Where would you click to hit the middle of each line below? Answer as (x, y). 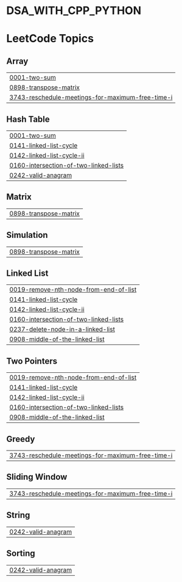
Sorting (21, 554)
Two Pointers (32, 361)
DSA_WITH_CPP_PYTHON (74, 11)
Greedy (21, 439)
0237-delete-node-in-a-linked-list (62, 330)
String (18, 515)
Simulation (27, 235)
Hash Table (28, 119)
